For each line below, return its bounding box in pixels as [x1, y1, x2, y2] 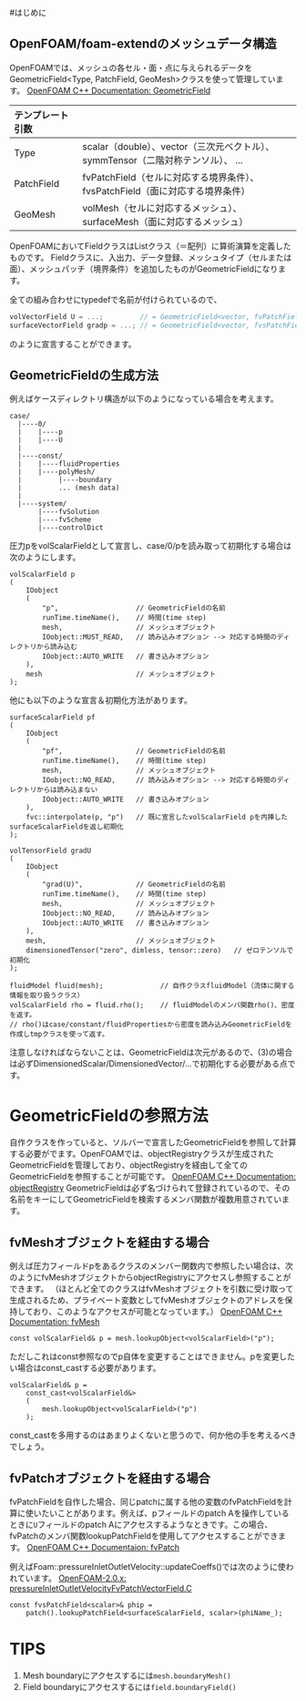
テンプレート [14, 108, 69, 121]
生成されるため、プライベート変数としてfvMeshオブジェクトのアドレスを [9, 1294, 285, 1305]
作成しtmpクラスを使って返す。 [9, 1030, 109, 1039]
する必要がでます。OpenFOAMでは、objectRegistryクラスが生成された [9, 1149, 275, 1160]
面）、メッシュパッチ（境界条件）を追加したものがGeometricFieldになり [9, 263, 279, 274]
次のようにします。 [9, 552, 81, 562]
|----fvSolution [37, 508, 100, 517]
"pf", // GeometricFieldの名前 [42, 747, 226, 756]
